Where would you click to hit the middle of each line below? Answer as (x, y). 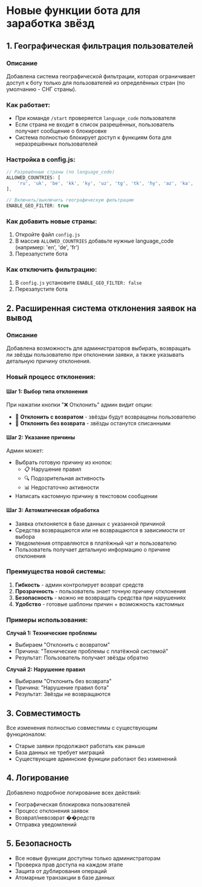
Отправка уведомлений (46, 824)
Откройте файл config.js (47, 235)
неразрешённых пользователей (56, 144)
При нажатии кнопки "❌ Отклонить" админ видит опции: (80, 405)
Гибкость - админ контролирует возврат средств (79, 585)
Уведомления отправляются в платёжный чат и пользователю (96, 543)
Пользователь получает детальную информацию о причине (93, 549)
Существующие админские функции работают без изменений (96, 758)
